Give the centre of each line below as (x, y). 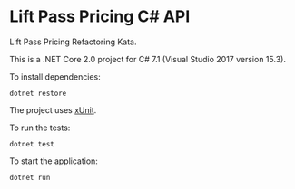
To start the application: (54, 161)
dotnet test (32, 144)
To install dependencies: (55, 76)
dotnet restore (38, 93)
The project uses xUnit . (53, 109)
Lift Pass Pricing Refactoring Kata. (73, 42)
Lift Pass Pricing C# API (100, 17)
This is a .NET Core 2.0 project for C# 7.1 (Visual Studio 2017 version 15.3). (147, 59)
